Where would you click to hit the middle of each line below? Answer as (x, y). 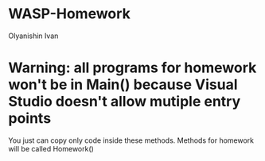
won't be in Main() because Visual (123, 85)
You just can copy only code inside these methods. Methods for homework (131, 140)
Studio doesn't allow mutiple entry (125, 102)
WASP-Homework (70, 14)
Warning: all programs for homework (132, 68)
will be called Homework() (51, 148)
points (30, 119)
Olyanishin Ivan (33, 36)
